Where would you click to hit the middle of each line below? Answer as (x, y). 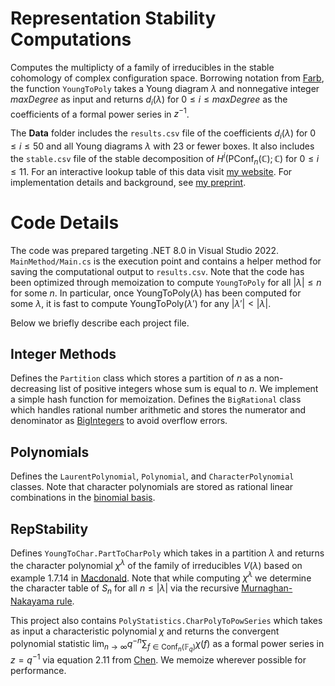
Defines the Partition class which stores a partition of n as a (136, 378)
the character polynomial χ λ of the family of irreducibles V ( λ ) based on (156, 564)
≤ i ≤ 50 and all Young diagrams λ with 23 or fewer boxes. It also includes (162, 146)
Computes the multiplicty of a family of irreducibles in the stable (142, 67)
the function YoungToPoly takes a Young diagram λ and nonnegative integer (165, 88)
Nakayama (32, 601)
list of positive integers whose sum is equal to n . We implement (188, 389)
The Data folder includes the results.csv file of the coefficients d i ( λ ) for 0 (163, 134)
